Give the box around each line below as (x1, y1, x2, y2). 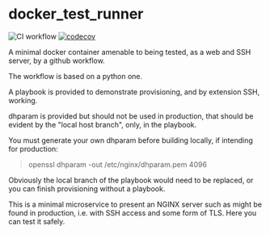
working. (8, 95, 38, 105)
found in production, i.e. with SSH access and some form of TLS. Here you (8, 207, 257, 218)
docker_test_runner (8, 5, 144, 23)
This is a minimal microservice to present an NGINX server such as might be (8, 199, 263, 209)
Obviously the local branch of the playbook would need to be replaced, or (8, 175, 254, 185)
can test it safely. (8, 216, 65, 226)
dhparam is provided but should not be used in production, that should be (8, 111, 254, 121)
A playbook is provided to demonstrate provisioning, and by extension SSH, (8, 86, 260, 97)
